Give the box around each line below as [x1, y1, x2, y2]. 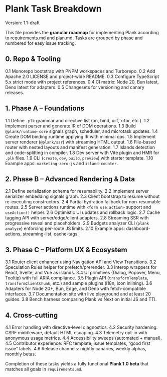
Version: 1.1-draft [5, 20, 40, 26]
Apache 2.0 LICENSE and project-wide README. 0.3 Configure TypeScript [5, 73, 159, 80]
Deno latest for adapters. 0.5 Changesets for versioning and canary [5, 84, 144, 90]
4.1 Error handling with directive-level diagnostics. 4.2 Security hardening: [5, 324, 158, 330]
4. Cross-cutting [5, 311, 58, 320]
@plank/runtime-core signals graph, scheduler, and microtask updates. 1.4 [5, 128, 158, 134]
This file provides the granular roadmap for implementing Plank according [5, 29, 159, 35]
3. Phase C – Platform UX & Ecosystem [5, 245, 127, 254]
